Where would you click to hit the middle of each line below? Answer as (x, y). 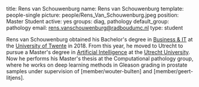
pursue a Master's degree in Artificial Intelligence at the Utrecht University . (98, 52)
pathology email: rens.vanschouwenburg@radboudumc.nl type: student (95, 28)
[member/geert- (173, 71)
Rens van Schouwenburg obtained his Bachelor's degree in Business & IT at (99, 39)
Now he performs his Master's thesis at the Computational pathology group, (100, 58)
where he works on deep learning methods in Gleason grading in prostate (97, 65)
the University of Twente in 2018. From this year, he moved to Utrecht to (95, 46)
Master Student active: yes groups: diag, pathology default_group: (88, 21)
